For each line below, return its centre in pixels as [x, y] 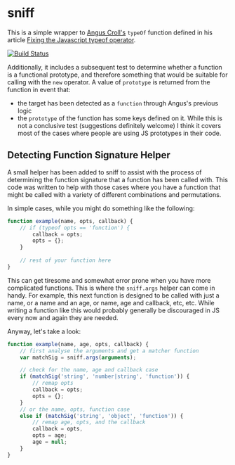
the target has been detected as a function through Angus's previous [118, 103]
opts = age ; [50, 435]
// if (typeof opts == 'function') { [75, 228]
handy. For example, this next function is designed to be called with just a [113, 295]
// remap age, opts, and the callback [89, 422]
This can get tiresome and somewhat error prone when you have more [109, 280]
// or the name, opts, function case [75, 409]
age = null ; [50, 442]
